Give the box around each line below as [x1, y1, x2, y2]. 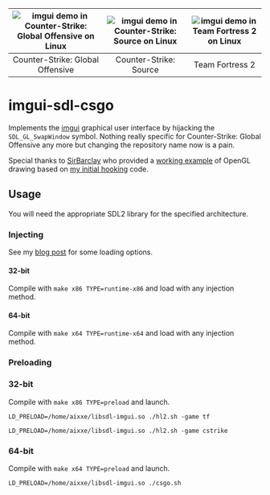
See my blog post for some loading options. [8, 247, 153, 257]
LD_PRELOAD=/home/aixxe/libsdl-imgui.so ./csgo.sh [8, 479, 182, 487]
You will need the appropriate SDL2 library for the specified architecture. [8, 208, 249, 218]
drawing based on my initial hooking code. [8, 164, 149, 174]
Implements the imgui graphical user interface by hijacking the [8, 122, 215, 132]
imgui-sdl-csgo [8, 97, 114, 115]
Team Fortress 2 [194, 60, 256, 70]
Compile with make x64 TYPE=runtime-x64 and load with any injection [8, 328, 235, 338]
